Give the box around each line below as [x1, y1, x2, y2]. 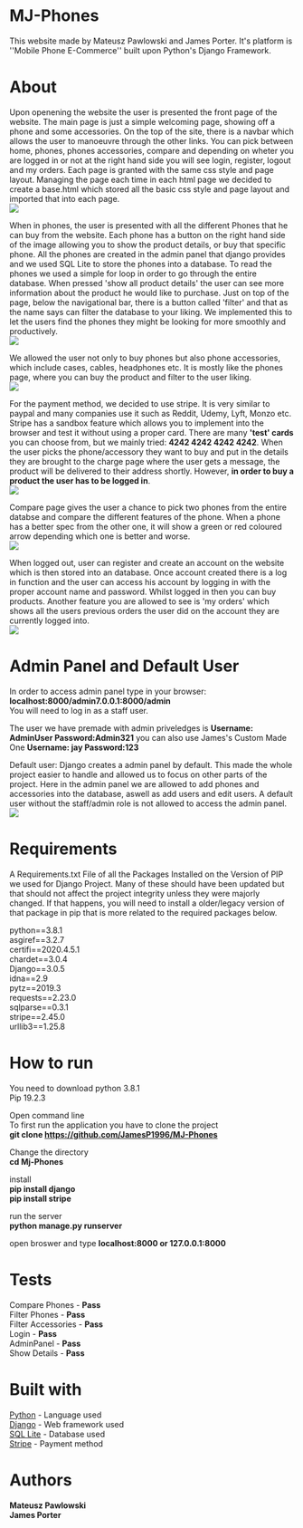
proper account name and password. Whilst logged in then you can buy [9, 586, 277, 597]
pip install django [9, 1183, 76, 1194]
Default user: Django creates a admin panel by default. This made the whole [9, 759, 293, 770]
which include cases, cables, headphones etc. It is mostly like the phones [9, 361, 283, 372]
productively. [9, 325, 59, 336]
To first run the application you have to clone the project [9, 1120, 219, 1130]
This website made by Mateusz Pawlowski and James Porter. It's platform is [9, 35, 293, 46]
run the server [9, 1210, 62, 1221]
